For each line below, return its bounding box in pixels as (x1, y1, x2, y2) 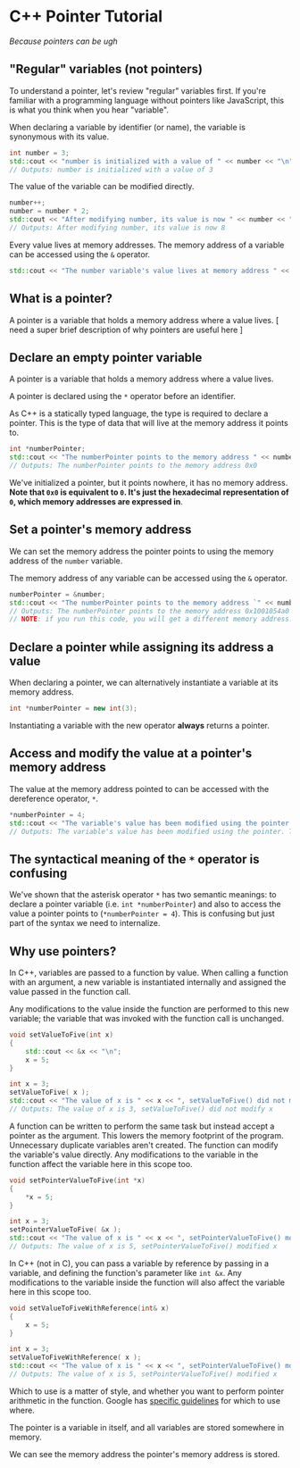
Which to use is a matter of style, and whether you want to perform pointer (9, 1386, 284, 1397)
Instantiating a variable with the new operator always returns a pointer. (9, 721, 270, 730)
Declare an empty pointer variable (9, 350, 203, 365)
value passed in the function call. (9, 987, 131, 997)
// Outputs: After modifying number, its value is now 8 (9, 223, 226, 232)
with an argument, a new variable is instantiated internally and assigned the (9, 977, 287, 988)
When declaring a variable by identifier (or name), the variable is (9, 121, 246, 132)
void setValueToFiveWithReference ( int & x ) (9, 1304, 170, 1313)
